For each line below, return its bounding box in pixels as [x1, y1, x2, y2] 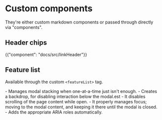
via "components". [5, 24, 43, 30]
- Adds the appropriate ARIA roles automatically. [5, 109, 103, 115]
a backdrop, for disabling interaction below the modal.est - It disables [5, 94, 146, 99]
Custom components [5, 3, 93, 14]
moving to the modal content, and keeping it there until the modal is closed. [5, 104, 158, 110]
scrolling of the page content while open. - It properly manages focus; [5, 98, 147, 104]
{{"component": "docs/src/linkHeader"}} [5, 51, 87, 57]
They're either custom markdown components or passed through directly [5, 19, 154, 25]
